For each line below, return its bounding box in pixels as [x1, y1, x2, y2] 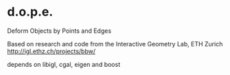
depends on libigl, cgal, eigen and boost [7, 60, 121, 68]
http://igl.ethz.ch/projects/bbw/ [7, 47, 96, 55]
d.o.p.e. [7, 4, 54, 20]
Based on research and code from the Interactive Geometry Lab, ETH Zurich [7, 40, 223, 48]
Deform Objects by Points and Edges [7, 27, 112, 35]
